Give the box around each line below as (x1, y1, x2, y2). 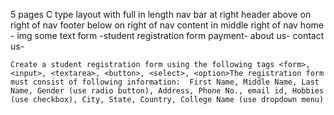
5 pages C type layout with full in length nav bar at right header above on (10, 9, 312, 20)
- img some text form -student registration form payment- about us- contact (10, 30, 325, 41)
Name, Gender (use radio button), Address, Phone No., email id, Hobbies (10, 86, 325, 96)
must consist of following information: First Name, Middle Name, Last (10, 77, 320, 87)
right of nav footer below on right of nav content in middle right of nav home (10, 19, 324, 31)
